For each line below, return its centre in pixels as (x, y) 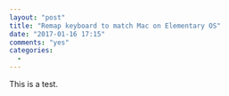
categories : (31, 51)
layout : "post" (37, 17)
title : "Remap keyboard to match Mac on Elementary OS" (115, 26)
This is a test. (34, 84)
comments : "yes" (39, 42)
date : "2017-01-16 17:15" (57, 34)
